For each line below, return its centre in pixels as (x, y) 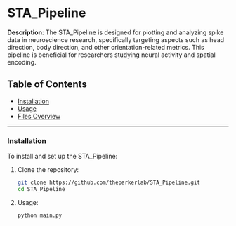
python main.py (40, 215)
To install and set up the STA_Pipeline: (63, 157)
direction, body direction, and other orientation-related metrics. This (106, 47)
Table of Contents (47, 85)
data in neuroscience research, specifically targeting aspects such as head (116, 39)
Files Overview (39, 116)
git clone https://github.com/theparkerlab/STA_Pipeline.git (109, 183)
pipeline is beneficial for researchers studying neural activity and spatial (111, 55)
